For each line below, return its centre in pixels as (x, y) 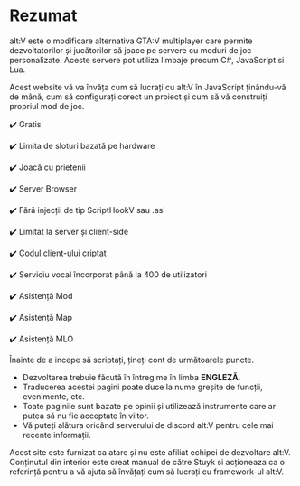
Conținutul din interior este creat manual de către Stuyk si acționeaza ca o (147, 462)
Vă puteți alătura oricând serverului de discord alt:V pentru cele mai (148, 425)
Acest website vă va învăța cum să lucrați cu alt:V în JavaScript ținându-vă (148, 87)
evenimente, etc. (54, 396)
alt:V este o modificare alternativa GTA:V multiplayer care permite (131, 41)
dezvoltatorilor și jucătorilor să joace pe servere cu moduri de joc (131, 50)
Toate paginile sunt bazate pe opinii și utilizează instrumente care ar (149, 406)
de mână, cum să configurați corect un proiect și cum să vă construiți (138, 97)
